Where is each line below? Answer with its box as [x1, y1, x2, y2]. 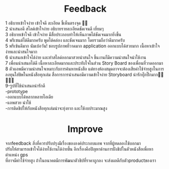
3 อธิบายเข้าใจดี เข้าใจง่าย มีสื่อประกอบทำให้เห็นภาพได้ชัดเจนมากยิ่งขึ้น [5, 31, 122, 37]
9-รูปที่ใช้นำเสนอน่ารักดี [5, 82, 46, 89]
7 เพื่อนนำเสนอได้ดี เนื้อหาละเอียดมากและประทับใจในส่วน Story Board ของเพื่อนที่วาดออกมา [5, 60, 163, 66]
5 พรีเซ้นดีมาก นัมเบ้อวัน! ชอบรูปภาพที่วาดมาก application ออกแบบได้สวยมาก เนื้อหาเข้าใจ [5, 43, 160, 49]
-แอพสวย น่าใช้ [5, 99, 31, 105]
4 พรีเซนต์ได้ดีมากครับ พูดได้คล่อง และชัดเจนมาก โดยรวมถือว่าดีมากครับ [5, 37, 125, 43]
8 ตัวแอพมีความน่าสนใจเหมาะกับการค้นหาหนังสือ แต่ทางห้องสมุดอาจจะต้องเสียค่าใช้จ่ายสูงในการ [5, 66, 164, 72]
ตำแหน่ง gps [5, 151, 28, 158]
